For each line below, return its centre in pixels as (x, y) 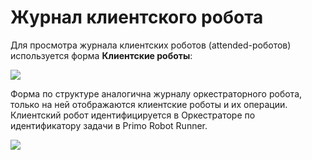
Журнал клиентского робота (137, 17)
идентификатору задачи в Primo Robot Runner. (109, 125)
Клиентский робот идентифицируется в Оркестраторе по (133, 115)
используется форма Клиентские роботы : (101, 55)
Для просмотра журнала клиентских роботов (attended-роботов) (151, 45)
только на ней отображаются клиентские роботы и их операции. (149, 104)
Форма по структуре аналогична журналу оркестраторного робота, (156, 93)
